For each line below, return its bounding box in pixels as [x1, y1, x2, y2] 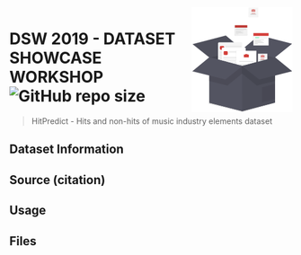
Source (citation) [9, 172, 106, 188]
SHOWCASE [9, 48, 102, 68]
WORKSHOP [9, 67, 104, 87]
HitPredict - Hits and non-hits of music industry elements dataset [31, 115, 272, 127]
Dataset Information [9, 142, 124, 157]
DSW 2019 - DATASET [9, 29, 176, 49]
